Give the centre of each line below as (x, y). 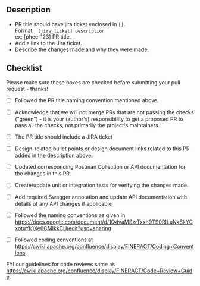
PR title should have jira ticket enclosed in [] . (70, 24)
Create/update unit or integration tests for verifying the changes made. (101, 185)
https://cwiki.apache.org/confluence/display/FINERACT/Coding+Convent (104, 247)
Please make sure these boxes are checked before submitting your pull (93, 82)
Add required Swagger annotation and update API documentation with (101, 197)
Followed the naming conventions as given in (70, 215)
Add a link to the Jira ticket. (48, 43)
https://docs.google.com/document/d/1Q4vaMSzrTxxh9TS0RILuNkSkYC (104, 222)
